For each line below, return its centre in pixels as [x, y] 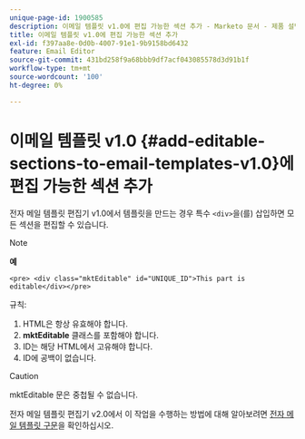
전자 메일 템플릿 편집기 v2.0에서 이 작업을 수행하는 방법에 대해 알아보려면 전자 [147, 414]
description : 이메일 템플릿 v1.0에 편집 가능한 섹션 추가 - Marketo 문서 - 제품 [147, 26]
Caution [24, 376]
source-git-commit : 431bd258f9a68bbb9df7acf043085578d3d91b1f [129, 60]
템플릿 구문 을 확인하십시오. [66, 425]
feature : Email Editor [52, 52]
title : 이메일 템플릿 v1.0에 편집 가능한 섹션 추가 [94, 34]
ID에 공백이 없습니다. [59, 357]
